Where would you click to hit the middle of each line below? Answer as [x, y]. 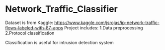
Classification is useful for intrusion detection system [60, 42]
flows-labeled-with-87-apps [34, 27]
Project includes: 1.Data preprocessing [104, 27]
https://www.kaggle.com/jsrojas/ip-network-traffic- [107, 23]
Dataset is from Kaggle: [29, 23]
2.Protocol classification [30, 33]
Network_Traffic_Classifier [61, 9]
